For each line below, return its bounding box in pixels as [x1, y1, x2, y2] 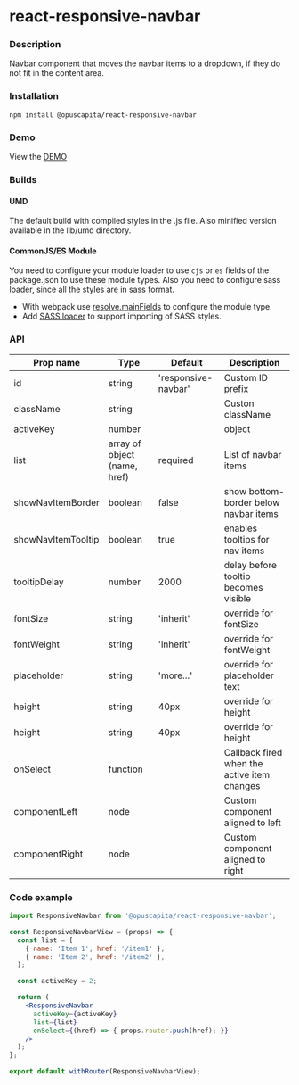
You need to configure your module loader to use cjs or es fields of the [9, 265, 270, 276]
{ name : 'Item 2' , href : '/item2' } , [25, 952, 166, 961]
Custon [223, 397, 255, 410]
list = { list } [32, 1017, 77, 1027]
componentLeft [13, 805, 78, 817]
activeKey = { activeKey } [32, 1009, 117, 1018]
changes [223, 779, 261, 791]
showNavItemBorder [13, 496, 101, 509]
